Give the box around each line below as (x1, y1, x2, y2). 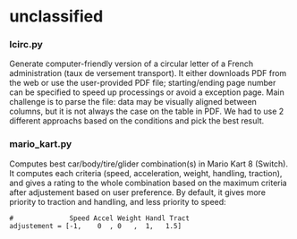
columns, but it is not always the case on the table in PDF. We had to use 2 (9, 106, 284, 117)
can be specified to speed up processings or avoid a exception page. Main (9, 87, 284, 98)
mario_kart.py (9, 138, 72, 150)
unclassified (9, 6, 104, 27)
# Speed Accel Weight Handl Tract (9, 213, 191, 223)
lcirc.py (9, 38, 43, 51)
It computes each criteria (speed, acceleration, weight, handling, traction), (9, 167, 283, 178)
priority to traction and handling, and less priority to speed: (9, 196, 226, 207)
